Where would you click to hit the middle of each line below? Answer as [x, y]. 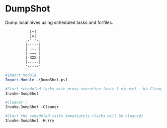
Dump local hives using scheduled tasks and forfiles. [59, 22]
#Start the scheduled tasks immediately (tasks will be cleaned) [74, 116]
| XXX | [33, 58]
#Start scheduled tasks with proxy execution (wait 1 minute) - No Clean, [84, 89]
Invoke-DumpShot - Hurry [30, 121]
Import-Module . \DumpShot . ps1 [37, 80]
